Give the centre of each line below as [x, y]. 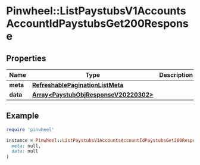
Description [176, 75]
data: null [25, 151]
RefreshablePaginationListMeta [78, 85]
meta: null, [26, 146]
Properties [26, 58]
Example [23, 116]
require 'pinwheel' [30, 129]
